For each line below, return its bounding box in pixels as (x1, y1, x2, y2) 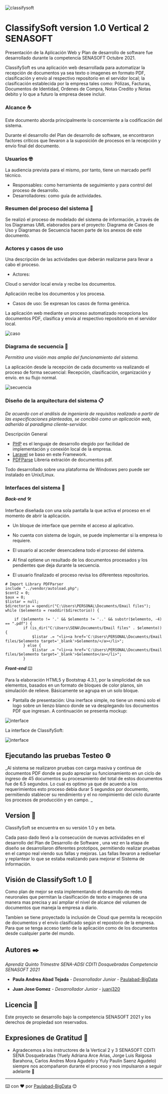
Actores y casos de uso (5, 245, 63, 252)
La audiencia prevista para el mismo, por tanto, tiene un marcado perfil (5, 167, 151, 173)
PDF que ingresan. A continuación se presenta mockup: (12, 708, 127, 714)
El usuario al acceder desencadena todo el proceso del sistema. (12, 547, 145, 553)
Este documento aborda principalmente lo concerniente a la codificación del (5, 117, 162, 123)
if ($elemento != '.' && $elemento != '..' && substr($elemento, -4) (14, 617, 162, 622)
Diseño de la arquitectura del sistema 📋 (5, 397, 104, 404)
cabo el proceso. (5, 262, 40, 268)
